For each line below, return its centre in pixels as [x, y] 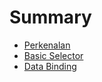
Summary [50, 17]
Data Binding [50, 66]
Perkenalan [47, 45]
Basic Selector [53, 55]
